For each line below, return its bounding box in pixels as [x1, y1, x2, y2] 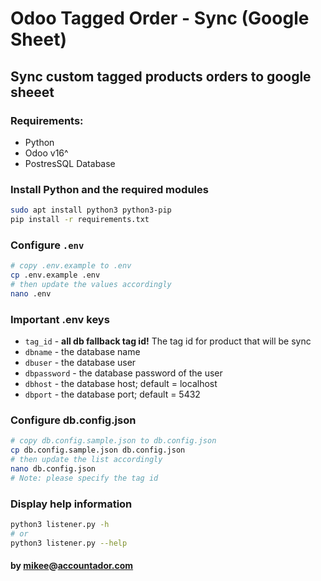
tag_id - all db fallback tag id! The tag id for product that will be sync [24, 335, 312, 347]
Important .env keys [10, 312, 110, 326]
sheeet [10, 83, 55, 101]
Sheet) [10, 28, 67, 51]
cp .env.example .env [10, 270, 101, 281]
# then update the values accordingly [10, 279, 172, 289]
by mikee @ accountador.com [10, 560, 134, 572]
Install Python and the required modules [10, 182, 209, 196]
